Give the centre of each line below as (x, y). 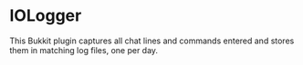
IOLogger (46, 16)
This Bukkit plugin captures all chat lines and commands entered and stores (152, 41)
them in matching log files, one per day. (84, 50)
